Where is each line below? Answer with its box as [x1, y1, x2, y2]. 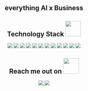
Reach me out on [9, 67, 62, 75]
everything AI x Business [4, 4, 84, 12]
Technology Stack [7, 30, 64, 38]
